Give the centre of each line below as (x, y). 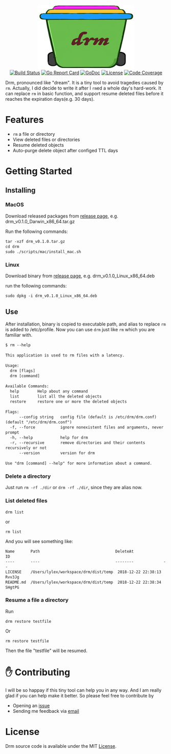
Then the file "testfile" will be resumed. (46, 651)
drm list (15, 512)
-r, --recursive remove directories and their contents (78, 443)
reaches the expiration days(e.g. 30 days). (50, 99)
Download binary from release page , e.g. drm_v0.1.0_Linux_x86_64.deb (80, 276)
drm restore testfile (28, 621)
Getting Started (39, 171)
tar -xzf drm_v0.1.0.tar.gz (35, 241)
